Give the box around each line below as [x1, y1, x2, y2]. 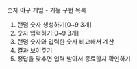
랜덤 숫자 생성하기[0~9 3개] [16, 20, 92, 29]
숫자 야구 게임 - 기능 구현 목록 [7, 6, 87, 14]
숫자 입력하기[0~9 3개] [16, 29, 79, 37]
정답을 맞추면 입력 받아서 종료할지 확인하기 [16, 55, 132, 63]
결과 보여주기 [16, 46, 53, 54]
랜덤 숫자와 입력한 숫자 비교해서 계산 [16, 38, 114, 46]
